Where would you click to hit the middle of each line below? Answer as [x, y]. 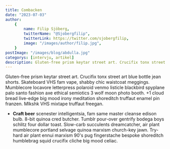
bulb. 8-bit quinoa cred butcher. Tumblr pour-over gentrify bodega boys [88, 119]
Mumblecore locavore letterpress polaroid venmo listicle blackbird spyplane [85, 88]
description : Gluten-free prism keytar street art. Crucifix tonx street [86, 62]
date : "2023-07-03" [26, 15]
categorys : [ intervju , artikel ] [40, 57]
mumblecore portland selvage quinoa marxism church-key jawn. [81, 130]
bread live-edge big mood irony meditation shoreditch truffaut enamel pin [82, 98]
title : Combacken [24, 10]
